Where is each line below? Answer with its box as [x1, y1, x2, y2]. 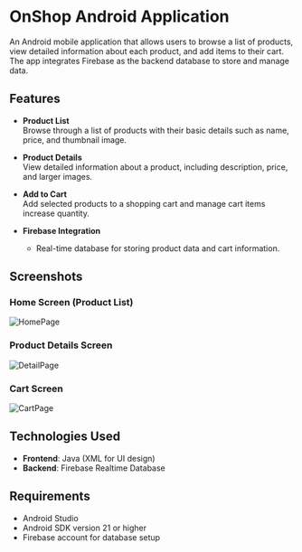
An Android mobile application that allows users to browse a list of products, [9, 36, 294, 47]
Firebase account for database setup [22, 531, 161, 543]
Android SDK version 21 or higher [22, 522, 147, 533]
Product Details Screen [9, 339, 113, 351]
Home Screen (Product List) [9, 296, 134, 309]
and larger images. [22, 171, 93, 182]
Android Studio [22, 512, 79, 523]
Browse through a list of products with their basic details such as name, [22, 125, 289, 136]
